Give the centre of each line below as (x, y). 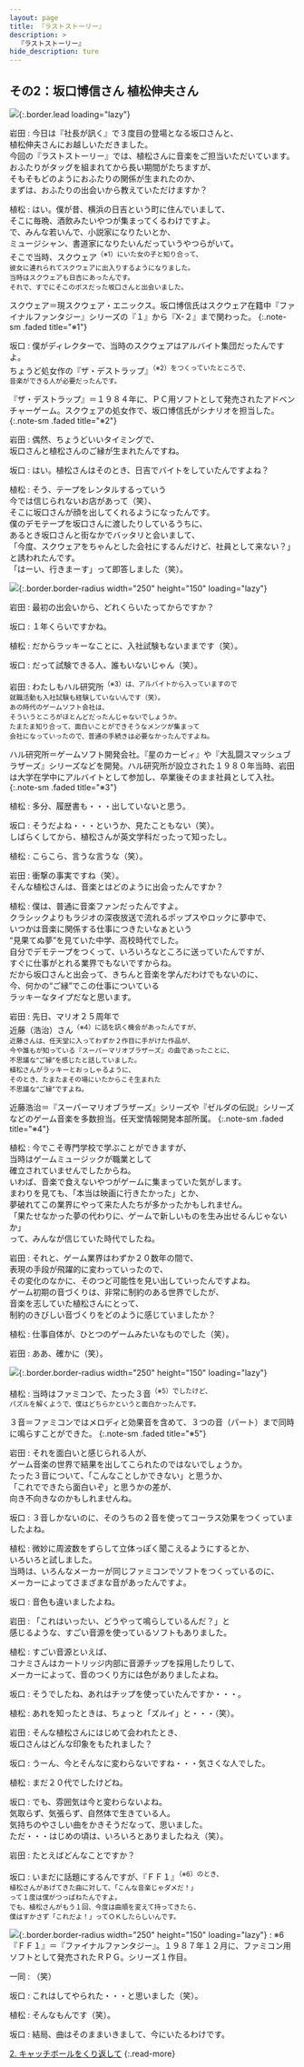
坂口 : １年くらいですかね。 (60, 627)
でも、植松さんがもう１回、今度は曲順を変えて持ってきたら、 (105, 1907)
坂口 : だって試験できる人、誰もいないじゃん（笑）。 (106, 666)
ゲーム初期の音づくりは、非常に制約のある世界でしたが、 (117, 1291)
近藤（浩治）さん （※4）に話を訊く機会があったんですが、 (105, 1028)
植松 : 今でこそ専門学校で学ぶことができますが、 (100, 1148)
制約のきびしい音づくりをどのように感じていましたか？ (113, 1314)
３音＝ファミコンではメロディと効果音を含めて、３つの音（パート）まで (144, 1422)
